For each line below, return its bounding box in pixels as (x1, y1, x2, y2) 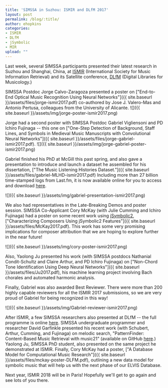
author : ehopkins (5, 21, 42, 27)
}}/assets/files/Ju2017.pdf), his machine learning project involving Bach (5, 269, 152, 275)
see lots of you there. (5, 377, 49, 383)
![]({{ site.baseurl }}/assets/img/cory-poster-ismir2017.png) (5, 243, 128, 249)
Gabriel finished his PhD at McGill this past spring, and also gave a (5, 156, 142, 162)
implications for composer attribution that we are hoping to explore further (5, 228, 159, 234)
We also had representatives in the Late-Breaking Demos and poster (5, 202, 146, 208)
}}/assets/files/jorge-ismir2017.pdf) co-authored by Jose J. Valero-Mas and (5, 99, 161, 105)
